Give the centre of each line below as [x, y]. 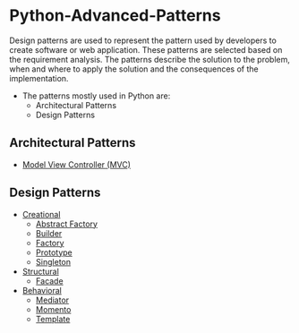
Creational [41, 214]
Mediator [52, 300]
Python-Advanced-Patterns [115, 16]
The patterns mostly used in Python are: [96, 96]
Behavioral [42, 290]
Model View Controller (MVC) [77, 164]
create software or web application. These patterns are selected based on [146, 49]
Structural [41, 271]
